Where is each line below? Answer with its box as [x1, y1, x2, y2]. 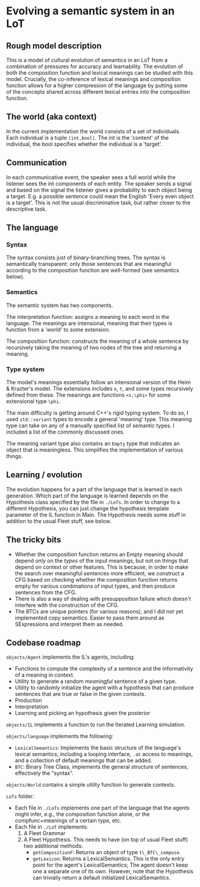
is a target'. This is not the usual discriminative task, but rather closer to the [6, 199, 190, 206]
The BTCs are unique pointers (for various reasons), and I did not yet [14, 607, 183, 615]
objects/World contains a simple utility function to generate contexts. [6, 781, 176, 788]
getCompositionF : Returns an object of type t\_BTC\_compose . [32, 849, 182, 856]
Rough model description [6, 41, 102, 51]
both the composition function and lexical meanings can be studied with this [6, 69, 193, 76]
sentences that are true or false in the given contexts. [14, 690, 146, 698]
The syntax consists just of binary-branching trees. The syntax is [6, 254, 165, 261]
